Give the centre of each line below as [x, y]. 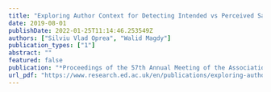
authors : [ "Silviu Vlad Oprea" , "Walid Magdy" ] [90, 38]
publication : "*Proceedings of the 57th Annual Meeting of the [117, 68]
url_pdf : [23, 75]
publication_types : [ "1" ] [52, 46]
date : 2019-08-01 [38, 23]
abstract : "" [30, 53]
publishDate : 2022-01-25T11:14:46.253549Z [81, 30]
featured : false [35, 61]
